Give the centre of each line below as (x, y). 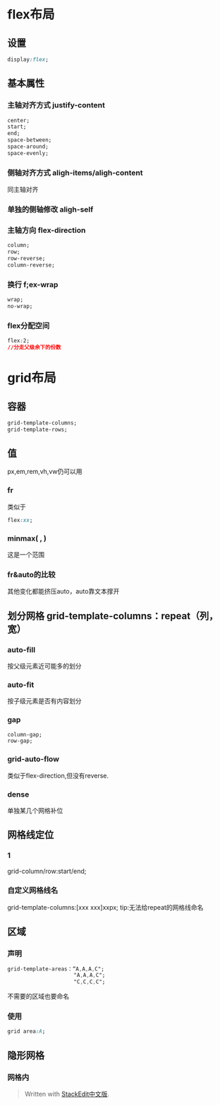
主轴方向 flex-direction (47, 230)
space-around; (28, 147)
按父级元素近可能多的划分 (44, 666)
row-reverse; (26, 259)
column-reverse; (31, 265)
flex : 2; (19, 341)
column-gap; (25, 734)
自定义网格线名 (33, 891)
